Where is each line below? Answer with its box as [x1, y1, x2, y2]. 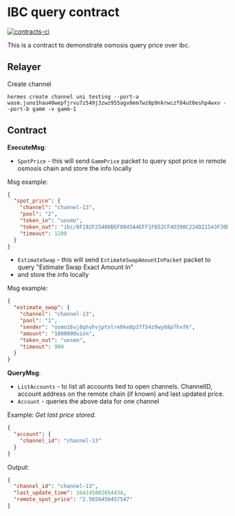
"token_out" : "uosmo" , [20, 336, 86, 343]
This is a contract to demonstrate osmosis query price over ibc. [7, 41, 190, 49]
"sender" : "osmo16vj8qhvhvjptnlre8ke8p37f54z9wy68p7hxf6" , [20, 323, 196, 331]
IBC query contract [7, 4, 120, 20]
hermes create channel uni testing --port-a [7, 93, 139, 100]
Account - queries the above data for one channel [17, 397, 159, 406]
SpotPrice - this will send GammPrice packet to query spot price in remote [17, 157, 227, 165]
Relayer [7, 61, 41, 73]
